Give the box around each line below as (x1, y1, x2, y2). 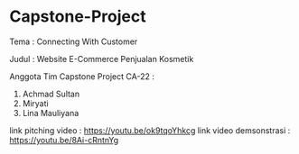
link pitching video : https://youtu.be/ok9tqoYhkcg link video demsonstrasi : (9, 124, 291, 136)
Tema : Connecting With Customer (9, 36, 138, 47)
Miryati (22, 97, 49, 109)
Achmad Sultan (22, 88, 80, 99)
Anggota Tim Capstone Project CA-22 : (9, 70, 155, 82)
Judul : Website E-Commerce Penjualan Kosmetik (9, 53, 194, 64)
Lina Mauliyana (22, 107, 79, 118)
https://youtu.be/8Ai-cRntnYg (9, 134, 119, 145)
